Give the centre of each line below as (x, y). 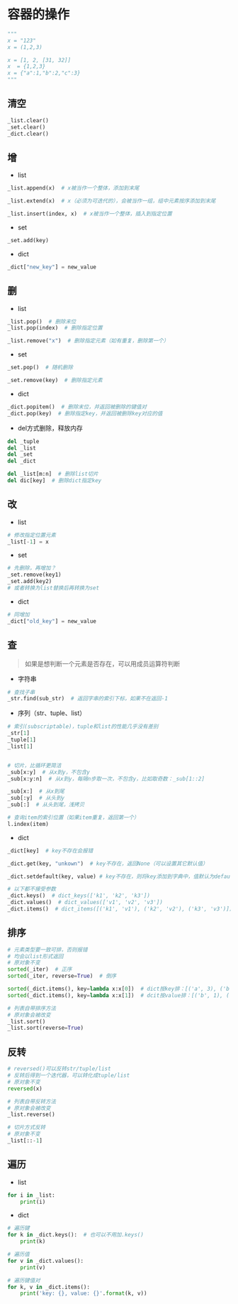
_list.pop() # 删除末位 (42, 321)
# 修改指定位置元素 (32, 535)
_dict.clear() (28, 134)
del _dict (22, 461)
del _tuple (23, 441)
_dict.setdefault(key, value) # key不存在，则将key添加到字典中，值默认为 (111, 876)
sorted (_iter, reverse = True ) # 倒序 (62, 976)
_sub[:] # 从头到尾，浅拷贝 (46, 805)
